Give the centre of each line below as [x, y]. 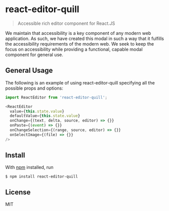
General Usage [29, 71]
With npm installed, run [29, 167]
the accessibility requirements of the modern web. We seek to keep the [80, 44]
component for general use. [34, 55]
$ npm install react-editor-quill [42, 177]
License [18, 192]
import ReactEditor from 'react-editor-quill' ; [56, 97]
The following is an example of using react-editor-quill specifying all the [80, 82]
